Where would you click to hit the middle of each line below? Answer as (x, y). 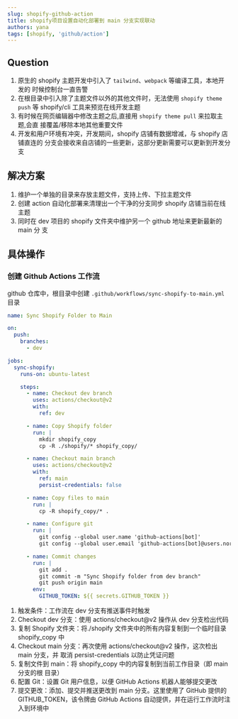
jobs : (15, 361)
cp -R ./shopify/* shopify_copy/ (88, 446)
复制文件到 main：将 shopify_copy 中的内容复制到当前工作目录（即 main (123, 664)
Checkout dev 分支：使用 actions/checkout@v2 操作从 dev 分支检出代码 (123, 620)
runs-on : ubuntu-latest (55, 374)
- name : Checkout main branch (70, 459)
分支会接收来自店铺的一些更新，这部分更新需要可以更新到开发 (134, 143)
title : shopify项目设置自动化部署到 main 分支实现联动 (81, 21)
